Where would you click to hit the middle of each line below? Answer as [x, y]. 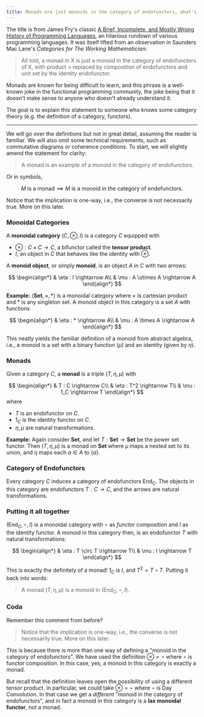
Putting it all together [38, 512]
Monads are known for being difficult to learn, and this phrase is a [89, 85]
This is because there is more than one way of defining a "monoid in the [96, 650]
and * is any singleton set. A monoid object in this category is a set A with [98, 302]
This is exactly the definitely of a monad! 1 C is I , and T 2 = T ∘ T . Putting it [97, 570]
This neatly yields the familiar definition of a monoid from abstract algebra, [100, 338]
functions [18, 308]
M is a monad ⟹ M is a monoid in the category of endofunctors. [102, 188]
